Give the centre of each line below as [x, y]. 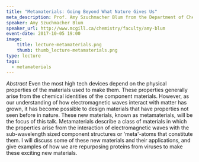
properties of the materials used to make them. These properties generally [97, 90]
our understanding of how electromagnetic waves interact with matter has [97, 103]
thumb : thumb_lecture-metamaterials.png [67, 50]
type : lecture [24, 56]
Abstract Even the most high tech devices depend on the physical [86, 84]
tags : [13, 61]
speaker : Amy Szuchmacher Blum [45, 23]
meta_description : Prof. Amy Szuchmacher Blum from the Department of [95, 17]
